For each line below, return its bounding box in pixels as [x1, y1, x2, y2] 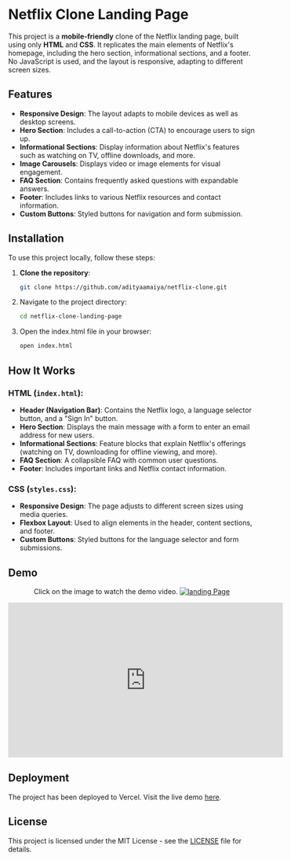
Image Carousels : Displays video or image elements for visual [19, 159, 221, 168]
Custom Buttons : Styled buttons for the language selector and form [19, 535, 239, 544]
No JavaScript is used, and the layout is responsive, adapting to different [8, 57, 243, 66]
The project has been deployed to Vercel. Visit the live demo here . [8, 792, 222, 802]
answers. [19, 183, 49, 194]
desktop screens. [19, 116, 76, 127]
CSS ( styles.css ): [8, 483, 77, 494]
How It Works [8, 364, 76, 377]
